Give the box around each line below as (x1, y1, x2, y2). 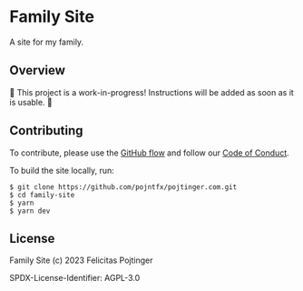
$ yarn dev (9, 206, 51, 216)
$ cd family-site (9, 190, 75, 199)
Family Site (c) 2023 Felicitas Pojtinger (9, 255, 153, 266)
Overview (9, 63, 66, 78)
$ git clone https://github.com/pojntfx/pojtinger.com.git (9, 182, 238, 192)
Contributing (9, 123, 83, 138)
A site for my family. (9, 36, 84, 47)
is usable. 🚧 (9, 96, 53, 107)
